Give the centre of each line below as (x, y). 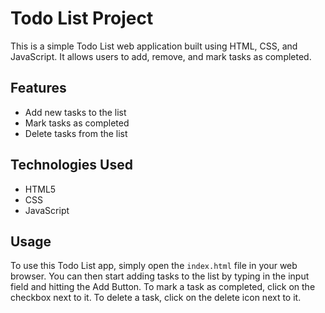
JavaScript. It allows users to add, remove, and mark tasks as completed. (161, 56)
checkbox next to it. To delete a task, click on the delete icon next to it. (156, 298)
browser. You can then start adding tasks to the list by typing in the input (160, 276)
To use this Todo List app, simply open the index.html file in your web (154, 266)
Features (38, 88)
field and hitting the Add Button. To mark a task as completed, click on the (163, 287)
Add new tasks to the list (75, 112)
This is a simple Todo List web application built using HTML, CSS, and (154, 46)
